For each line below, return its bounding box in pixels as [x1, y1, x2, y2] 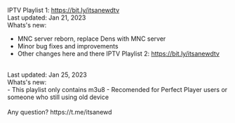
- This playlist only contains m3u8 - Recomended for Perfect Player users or [7, 86, 228, 93]
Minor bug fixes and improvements [17, 42, 119, 50]
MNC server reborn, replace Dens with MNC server [17, 34, 166, 43]
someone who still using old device [7, 93, 109, 101]
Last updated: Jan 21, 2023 [7, 13, 86, 22]
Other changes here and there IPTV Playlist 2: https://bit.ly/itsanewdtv [17, 49, 220, 58]
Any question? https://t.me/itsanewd [7, 108, 112, 116]
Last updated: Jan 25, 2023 [7, 70, 88, 79]
